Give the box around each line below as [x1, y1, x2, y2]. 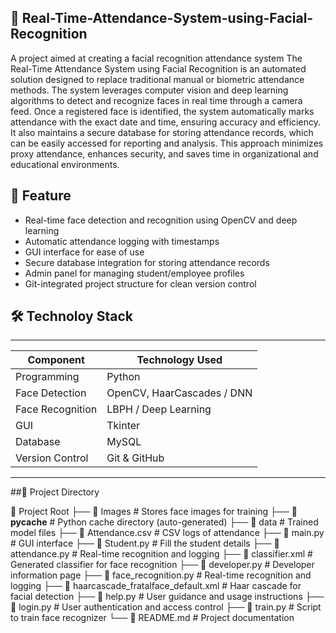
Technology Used [136, 353, 223, 367]
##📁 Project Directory [10, 486, 100, 498]
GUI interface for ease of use [24, 246, 145, 258]
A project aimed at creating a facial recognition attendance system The [10, 52, 303, 64]
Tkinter [106, 419, 141, 433]
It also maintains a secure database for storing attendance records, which [10, 126, 314, 138]
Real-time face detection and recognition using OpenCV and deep [24, 214, 298, 226]
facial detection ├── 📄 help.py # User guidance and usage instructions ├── [10, 591, 325, 603]
